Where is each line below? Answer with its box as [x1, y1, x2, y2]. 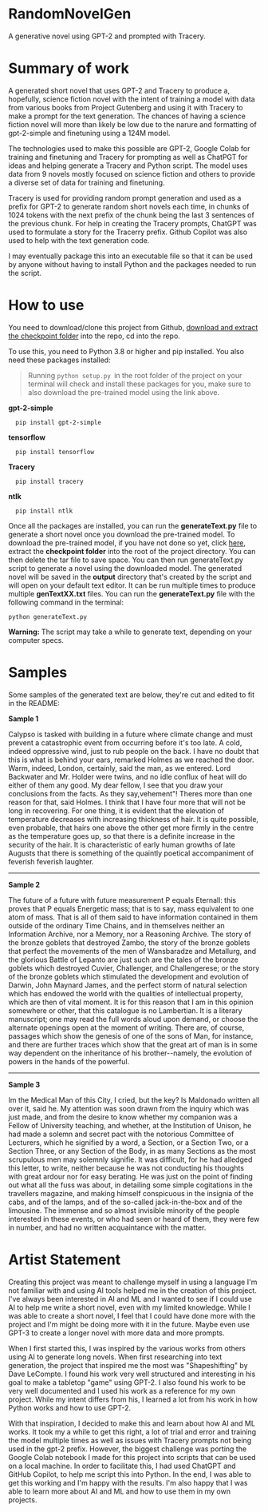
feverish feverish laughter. [8, 856, 94, 866]
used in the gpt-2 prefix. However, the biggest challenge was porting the [8, 1444, 247, 1454]
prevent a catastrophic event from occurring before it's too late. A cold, [8, 737, 242, 748]
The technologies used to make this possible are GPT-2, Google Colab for [8, 143, 250, 153]
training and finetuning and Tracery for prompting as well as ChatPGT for [8, 152, 248, 162]
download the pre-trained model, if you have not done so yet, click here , [8, 537, 246, 548]
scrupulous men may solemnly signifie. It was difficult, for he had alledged [8, 1155, 253, 1164]
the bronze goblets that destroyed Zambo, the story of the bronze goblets [8, 937, 250, 947]
